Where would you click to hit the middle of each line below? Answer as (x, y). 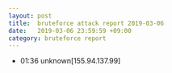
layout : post (30, 16)
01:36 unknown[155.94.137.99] (70, 61)
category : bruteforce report (57, 38)
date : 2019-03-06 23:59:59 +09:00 (70, 30)
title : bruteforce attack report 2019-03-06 (86, 23)
